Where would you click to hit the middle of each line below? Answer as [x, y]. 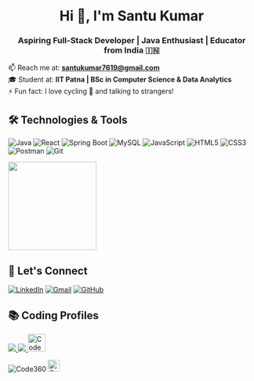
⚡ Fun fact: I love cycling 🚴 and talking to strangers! [91, 91]
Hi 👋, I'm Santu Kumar [132, 16]
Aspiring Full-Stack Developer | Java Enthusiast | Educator [132, 41]
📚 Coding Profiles [54, 316]
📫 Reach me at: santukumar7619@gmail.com [84, 68]
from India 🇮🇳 [132, 50]
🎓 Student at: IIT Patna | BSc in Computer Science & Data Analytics [120, 80]
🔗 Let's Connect [48, 271]
